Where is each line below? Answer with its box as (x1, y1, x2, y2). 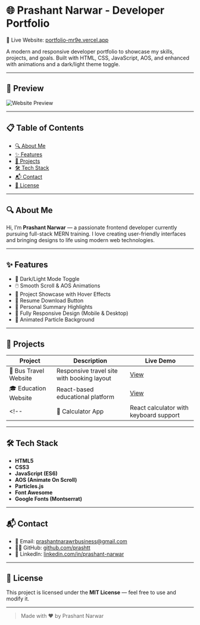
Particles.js (14, 482, 44, 490)
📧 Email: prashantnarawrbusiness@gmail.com (14, 537, 128, 544)
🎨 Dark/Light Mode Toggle (14, 276, 80, 283)
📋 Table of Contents (6, 123, 85, 133)
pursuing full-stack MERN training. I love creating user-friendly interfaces (6, 230, 186, 237)
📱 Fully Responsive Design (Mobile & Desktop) (14, 310, 129, 317)
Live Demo (145, 357, 176, 364)
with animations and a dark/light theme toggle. (6, 60, 120, 67)
